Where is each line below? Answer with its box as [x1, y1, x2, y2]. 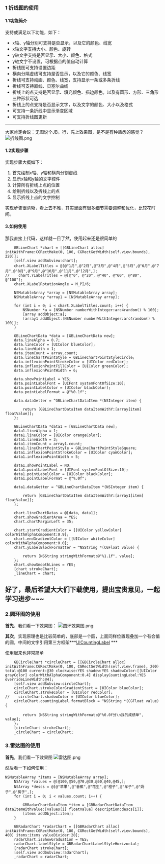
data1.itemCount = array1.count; [14, 441, 82, 446]
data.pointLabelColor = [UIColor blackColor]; [14, 385, 111, 390]
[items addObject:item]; [23, 811, 74, 816]
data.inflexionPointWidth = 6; [14, 368, 78, 373]
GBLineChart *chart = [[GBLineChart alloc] [14, 245, 105, 250]
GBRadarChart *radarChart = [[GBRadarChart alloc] [14, 824, 120, 829]
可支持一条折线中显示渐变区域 [12, 108, 73, 114]
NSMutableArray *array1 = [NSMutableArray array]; [14, 295, 120, 300]
